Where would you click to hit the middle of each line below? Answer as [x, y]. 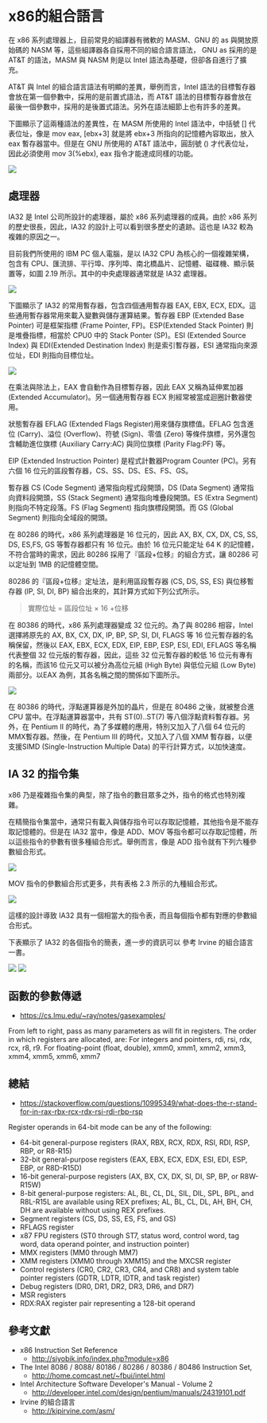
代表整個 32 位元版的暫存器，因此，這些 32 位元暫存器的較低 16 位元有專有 [131, 655]
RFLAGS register [46, 1227]
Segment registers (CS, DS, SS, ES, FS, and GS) [98, 1219]
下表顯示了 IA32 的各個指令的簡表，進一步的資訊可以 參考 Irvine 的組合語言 [131, 942]
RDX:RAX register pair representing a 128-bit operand [107, 1303]
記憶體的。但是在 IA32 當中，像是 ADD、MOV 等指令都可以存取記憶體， [132, 831]
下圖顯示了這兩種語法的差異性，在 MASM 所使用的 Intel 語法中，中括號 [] [128, 123]
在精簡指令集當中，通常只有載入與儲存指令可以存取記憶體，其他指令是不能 [130, 821]
